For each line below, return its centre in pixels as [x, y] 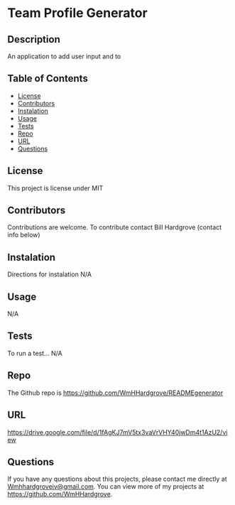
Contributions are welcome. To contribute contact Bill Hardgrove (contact [115, 227]
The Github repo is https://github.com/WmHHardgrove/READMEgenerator [115, 393]
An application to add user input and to [64, 56]
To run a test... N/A [35, 353]
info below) [24, 235]
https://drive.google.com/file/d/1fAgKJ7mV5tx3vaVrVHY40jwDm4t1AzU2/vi [117, 432]
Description [34, 39]
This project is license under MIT [55, 188]
